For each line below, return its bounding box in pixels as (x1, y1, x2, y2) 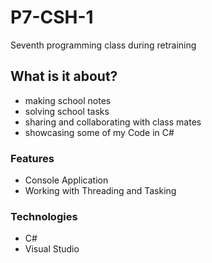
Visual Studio (24, 243, 80, 255)
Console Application (24, 174, 109, 186)
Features (10, 151, 55, 165)
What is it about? (10, 68, 118, 85)
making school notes (24, 94, 112, 106)
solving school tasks (24, 105, 110, 117)
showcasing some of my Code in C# (24, 126, 175, 138)
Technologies (10, 209, 78, 223)
